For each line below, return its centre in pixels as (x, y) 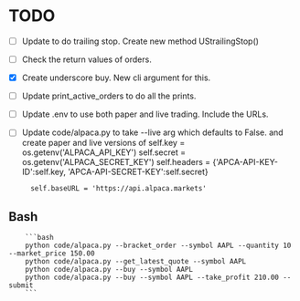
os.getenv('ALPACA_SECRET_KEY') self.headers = (116, 162)
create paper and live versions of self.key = (103, 143)
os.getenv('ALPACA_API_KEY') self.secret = (104, 152)
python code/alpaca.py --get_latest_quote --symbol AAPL (136, 262)
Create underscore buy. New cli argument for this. (116, 78)
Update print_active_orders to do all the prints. (109, 96)
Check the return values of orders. (86, 59)
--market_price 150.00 (52, 254)
